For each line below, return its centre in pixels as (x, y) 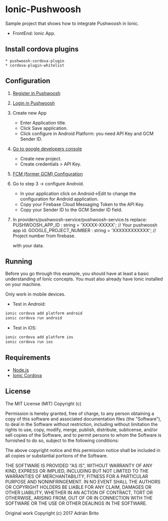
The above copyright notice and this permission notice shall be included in (83, 450)
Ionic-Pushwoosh (43, 9)
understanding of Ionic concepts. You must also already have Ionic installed (84, 279)
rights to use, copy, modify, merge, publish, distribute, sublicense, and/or (81, 430)
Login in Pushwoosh (34, 103)
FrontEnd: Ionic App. (34, 33)
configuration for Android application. (59, 199)
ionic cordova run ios (29, 342)
